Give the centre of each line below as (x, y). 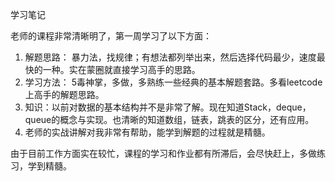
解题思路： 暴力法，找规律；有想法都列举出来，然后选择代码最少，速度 (170, 57)
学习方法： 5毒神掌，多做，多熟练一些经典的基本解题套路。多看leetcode (173, 82)
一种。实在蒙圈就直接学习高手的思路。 (121, 69)
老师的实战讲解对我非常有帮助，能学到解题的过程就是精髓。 (147, 132)
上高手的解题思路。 (64, 94)
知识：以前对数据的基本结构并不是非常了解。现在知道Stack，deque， (168, 107)
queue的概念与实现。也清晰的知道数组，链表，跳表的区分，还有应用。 (169, 119)
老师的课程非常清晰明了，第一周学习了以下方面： (111, 36)
